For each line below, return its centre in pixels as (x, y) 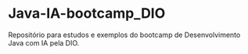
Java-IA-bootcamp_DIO (87, 13)
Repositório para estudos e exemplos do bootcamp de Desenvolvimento (124, 35)
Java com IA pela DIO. (44, 42)
